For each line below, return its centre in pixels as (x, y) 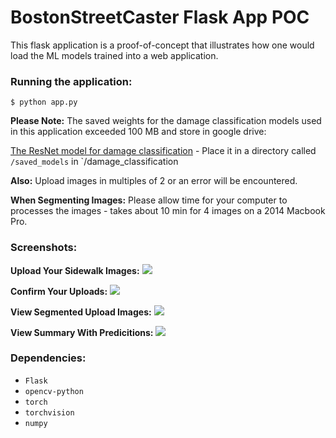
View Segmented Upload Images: (81, 312)
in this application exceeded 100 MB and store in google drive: (138, 132)
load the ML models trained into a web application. (114, 55)
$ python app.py (44, 102)
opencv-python (54, 391)
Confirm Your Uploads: (59, 291)
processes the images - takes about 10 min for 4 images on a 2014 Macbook (168, 211)
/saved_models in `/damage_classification (94, 162)
